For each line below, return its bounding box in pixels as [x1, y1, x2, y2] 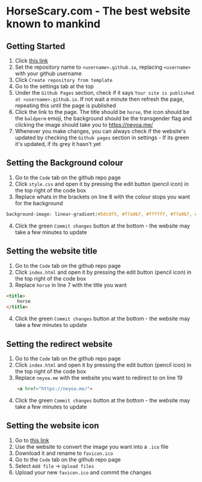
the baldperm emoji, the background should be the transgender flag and [14, 115, 192, 122]
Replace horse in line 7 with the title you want [14, 281, 127, 288]
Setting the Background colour [6, 158, 123, 168]
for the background [14, 199, 63, 206]
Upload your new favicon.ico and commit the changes [14, 469, 151, 476]
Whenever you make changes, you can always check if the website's [14, 128, 186, 135]
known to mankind [6, 17, 101, 31]
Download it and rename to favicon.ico [14, 449, 113, 457]
